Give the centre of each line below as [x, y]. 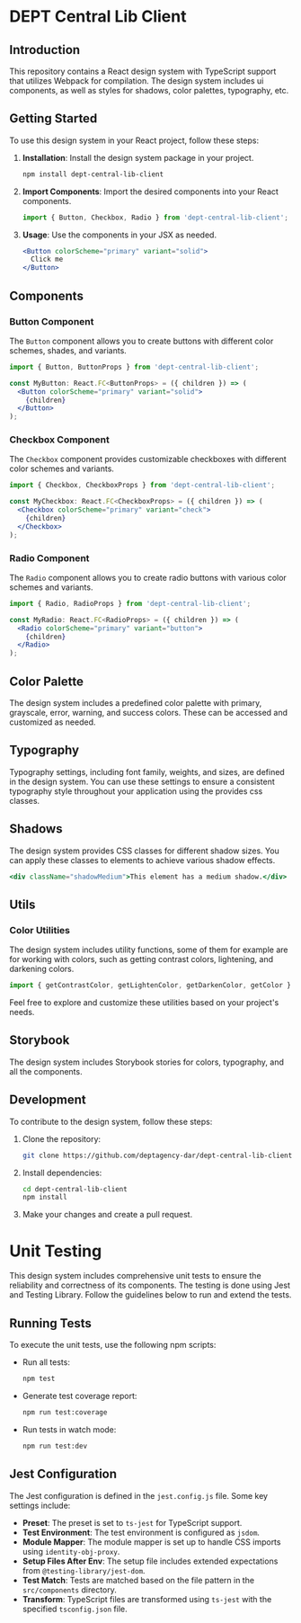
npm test [39, 1379]
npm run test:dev [55, 1446]
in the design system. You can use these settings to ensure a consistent [142, 781]
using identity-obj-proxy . [71, 1551]
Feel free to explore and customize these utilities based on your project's [144, 1003]
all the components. [46, 1071]
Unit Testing [56, 1251]
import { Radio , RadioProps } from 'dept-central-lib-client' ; [130, 603]
